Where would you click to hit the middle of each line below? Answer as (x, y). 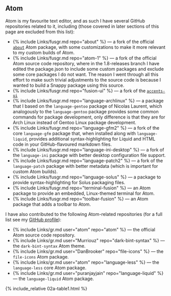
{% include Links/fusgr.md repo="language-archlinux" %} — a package (88, 101)
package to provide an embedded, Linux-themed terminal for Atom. (83, 193)
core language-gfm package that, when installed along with (74, 133)
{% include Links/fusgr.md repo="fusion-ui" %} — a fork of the (79, 91)
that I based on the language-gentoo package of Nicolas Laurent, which (87, 106)
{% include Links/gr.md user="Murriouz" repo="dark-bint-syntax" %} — (89, 240)
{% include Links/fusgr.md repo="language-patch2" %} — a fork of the (88, 161)
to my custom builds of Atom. (44, 52)
